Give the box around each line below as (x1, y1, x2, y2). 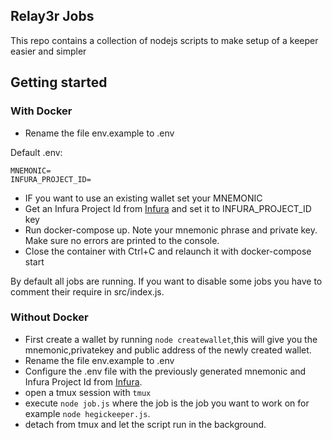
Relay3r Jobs (10, 8, 95, 25)
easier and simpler (10, 45, 87, 57)
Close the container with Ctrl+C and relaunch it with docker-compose (24, 245, 312, 257)
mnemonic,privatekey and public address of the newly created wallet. (24, 344, 312, 356)
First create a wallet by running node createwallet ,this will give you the (24, 333, 318, 345)
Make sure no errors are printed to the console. (24, 234, 220, 246)
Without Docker (10, 310, 89, 324)
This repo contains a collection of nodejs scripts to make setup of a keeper (10, 34, 319, 46)
